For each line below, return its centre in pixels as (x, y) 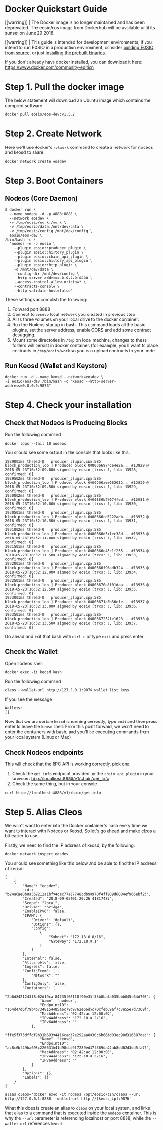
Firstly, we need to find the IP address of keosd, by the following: (70, 845)
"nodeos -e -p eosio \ (32, 244)
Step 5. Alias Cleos (44, 812)
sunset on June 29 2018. (30, 33)
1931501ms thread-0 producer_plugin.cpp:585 (53, 546)
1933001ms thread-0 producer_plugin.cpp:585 (53, 597)
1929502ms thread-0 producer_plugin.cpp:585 (53, 478)
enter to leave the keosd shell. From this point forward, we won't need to (77, 727)
